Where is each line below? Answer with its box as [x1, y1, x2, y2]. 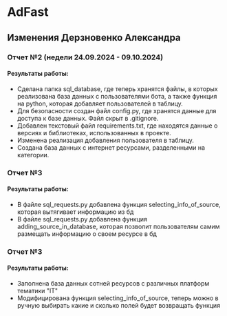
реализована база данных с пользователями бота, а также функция [17, 92, 217, 100]
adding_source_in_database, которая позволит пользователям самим [17, 222, 220, 230]
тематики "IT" [17, 286, 58, 295]
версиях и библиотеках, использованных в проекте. [17, 128, 171, 137]
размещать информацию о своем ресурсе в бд [17, 229, 157, 238]
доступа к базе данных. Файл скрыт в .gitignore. [17, 114, 159, 122]
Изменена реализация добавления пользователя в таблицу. [17, 136, 195, 144]
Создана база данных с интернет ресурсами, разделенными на [17, 143, 205, 152]
